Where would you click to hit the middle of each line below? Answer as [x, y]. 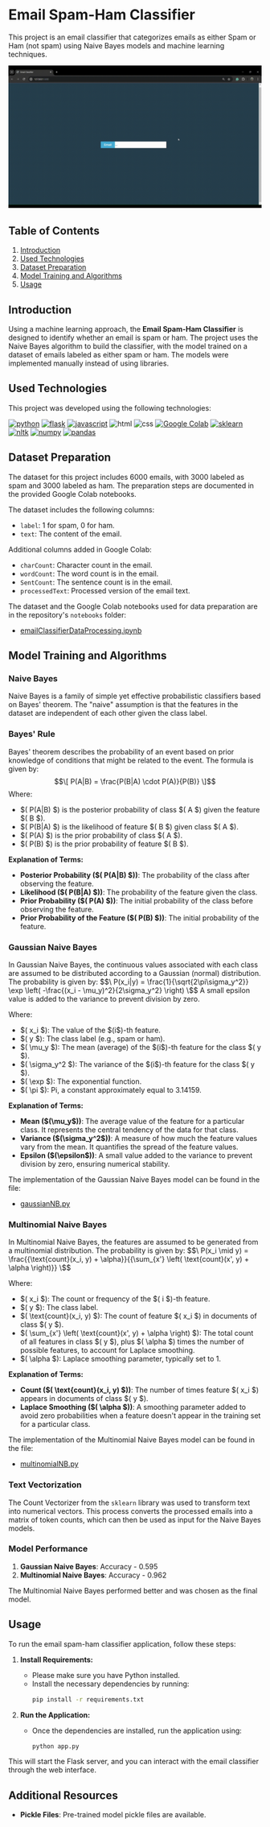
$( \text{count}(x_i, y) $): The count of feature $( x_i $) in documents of [138, 1316]
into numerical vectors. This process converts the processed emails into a [131, 1511]
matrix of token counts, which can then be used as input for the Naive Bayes [135, 1519]
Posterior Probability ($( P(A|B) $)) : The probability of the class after [135, 874]
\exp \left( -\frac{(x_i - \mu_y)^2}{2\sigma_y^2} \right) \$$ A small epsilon [129, 990]
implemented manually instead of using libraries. [89, 363]
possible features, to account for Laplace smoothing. [107, 1350]
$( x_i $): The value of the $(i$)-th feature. [90, 1030]
